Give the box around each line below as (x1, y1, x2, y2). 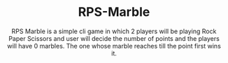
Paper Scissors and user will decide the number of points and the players (8, 34, 220, 42)
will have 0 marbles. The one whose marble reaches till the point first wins (6, 42, 222, 50)
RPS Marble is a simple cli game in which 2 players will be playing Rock (11, 27, 217, 35)
